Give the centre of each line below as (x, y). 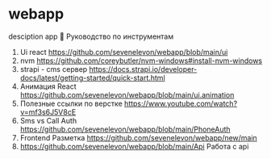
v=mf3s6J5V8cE (48, 112)
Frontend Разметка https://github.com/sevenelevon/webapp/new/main (139, 137)
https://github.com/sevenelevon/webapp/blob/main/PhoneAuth (125, 129)
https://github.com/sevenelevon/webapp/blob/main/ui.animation (127, 94)
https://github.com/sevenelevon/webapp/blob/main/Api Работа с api (134, 146)
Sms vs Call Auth (48, 120)
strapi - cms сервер (54, 69)
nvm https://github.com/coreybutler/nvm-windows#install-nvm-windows (141, 61)
